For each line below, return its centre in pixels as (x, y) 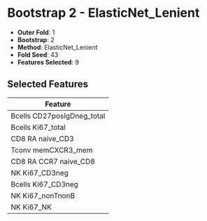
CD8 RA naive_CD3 (43, 138)
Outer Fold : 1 (36, 32)
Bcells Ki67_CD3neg (44, 184)
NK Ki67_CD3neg (40, 173)
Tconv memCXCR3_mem (52, 150)
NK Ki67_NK (31, 207)
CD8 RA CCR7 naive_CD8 (53, 161)
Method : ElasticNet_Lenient (57, 47)
